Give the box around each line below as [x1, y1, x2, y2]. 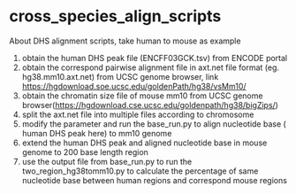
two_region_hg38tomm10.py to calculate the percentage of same [21, 166, 259, 176]
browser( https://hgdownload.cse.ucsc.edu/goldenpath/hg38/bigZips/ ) [21, 99, 278, 110]
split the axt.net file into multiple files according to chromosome [21, 109, 254, 120]
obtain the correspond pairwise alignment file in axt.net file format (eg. [21, 62, 280, 73]
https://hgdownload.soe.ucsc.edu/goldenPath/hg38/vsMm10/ [21, 81, 247, 91]
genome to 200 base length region [21, 146, 148, 157]
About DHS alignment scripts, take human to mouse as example [9, 35, 241, 46]
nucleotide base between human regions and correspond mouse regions [21, 175, 287, 185]
